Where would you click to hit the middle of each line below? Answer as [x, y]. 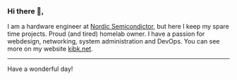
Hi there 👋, [26, 11]
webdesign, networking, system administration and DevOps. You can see [114, 41]
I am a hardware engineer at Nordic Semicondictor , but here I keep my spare [118, 27]
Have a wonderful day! [40, 69]
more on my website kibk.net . [50, 49]
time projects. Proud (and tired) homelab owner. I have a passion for [106, 34]
